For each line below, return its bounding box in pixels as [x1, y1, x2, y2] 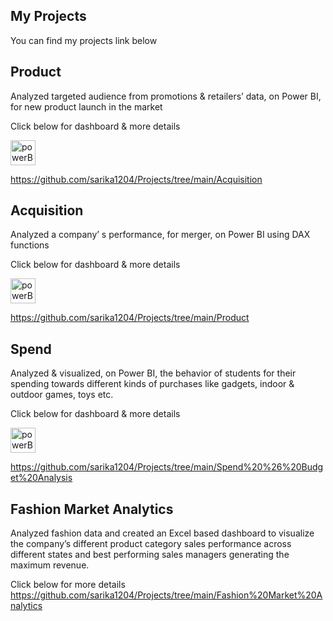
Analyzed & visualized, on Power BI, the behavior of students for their [10, 367, 297, 379]
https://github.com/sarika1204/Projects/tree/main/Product [10, 312, 250, 324]
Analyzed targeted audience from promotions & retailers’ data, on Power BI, [10, 90, 322, 102]
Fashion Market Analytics [10, 500, 174, 518]
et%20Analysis [10, 472, 73, 484]
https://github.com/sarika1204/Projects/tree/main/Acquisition [10, 173, 263, 185]
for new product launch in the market [10, 100, 163, 113]
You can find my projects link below [10, 34, 158, 46]
